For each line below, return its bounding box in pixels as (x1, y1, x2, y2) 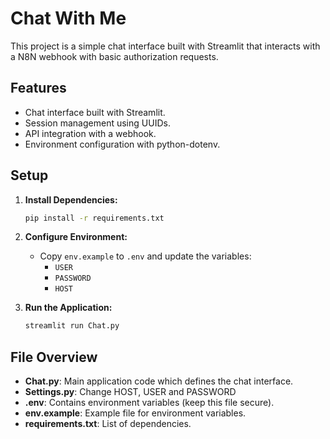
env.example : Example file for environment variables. (24, 407, 247, 419)
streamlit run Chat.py (24, 321, 120, 331)
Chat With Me (10, 7, 127, 30)
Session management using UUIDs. (24, 117, 171, 129)
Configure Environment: (24, 231, 128, 243)
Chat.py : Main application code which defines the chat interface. (24, 375, 294, 387)
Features (10, 80, 67, 97)
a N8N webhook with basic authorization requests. (10, 50, 219, 62)
